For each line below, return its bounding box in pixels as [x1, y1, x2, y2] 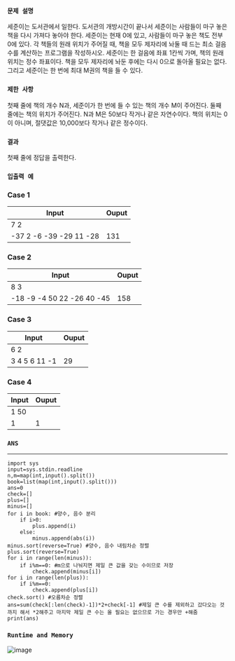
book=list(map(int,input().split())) [7, 479, 117, 486]
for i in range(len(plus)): [7, 574, 90, 582]
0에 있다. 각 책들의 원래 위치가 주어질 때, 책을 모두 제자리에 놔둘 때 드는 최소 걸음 [7, 40, 227, 48]
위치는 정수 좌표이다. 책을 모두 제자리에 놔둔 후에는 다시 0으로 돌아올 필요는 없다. [7, 57, 227, 66]
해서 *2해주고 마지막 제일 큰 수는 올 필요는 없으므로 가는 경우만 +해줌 [20, 609, 198, 616]
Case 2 [7, 252, 31, 262]
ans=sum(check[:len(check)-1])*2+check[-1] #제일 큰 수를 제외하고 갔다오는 [7, 601, 217, 608]
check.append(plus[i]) [32, 587, 99, 594]
